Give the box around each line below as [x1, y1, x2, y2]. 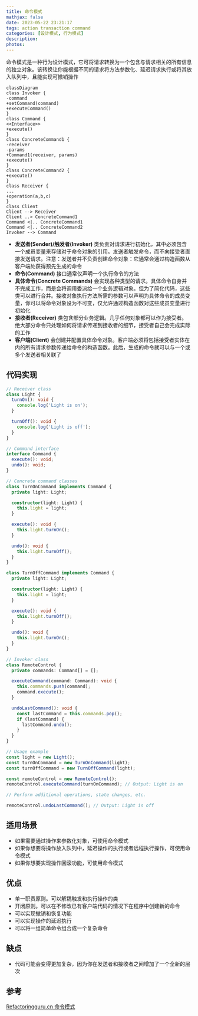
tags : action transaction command [6, 25, 91, 31]
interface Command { [6, 451, 57, 457]
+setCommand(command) [6, 100, 60, 106]
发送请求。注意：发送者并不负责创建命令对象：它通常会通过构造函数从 [19, 255, 190, 262]
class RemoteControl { [6, 662, 62, 668]
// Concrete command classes [6, 478, 78, 484]
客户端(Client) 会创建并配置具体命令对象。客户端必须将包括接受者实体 [14, 336, 185, 343]
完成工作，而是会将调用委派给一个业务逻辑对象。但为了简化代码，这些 [19, 284, 190, 292]
